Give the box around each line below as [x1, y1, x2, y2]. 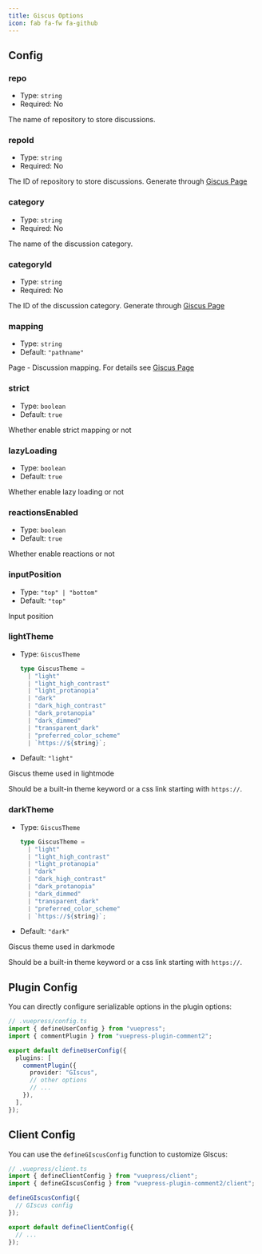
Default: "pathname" [19, 347, 84, 357]
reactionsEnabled [8, 506, 78, 518]
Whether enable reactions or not [8, 549, 115, 559]
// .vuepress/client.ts [8, 1165, 88, 1173]
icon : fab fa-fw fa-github [8, 19, 98, 27]
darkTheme [8, 804, 54, 815]
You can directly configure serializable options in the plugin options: [8, 1002, 232, 1011]
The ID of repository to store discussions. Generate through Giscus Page [8, 177, 248, 186]
